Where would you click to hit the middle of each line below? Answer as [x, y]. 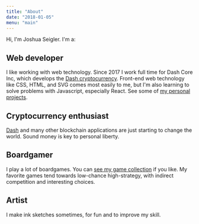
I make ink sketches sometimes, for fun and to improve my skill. [84, 215]
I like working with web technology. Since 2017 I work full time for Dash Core [99, 72]
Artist [17, 201]
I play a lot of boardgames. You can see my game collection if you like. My [97, 169]
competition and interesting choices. [51, 181]
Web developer [35, 58]
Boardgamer [30, 155]
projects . [17, 98]
